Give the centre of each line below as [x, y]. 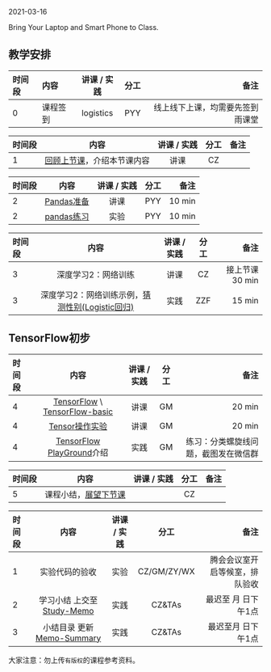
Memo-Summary [68, 638]
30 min [245, 280]
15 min [245, 300]
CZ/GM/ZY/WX [166, 571]
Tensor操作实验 [77, 426]
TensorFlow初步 [49, 338]
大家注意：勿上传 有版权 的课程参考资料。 [74, 660]
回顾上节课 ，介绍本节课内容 [98, 160]
